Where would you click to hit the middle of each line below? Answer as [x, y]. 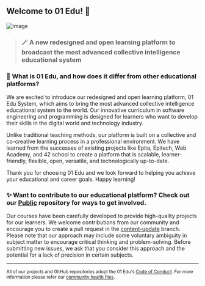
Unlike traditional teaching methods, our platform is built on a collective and [101, 135]
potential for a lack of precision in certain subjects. [70, 255]
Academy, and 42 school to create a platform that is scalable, [83, 155]
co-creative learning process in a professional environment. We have [93, 142]
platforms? [23, 84]
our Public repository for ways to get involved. [76, 202]
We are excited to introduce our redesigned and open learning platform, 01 [100, 97]
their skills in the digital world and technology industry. [75, 123]
